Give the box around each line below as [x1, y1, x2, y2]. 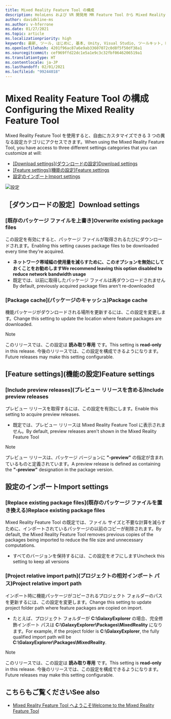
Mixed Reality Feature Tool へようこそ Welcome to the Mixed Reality [12, 702, 154, 708]
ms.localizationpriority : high [5, 36, 72, 41]
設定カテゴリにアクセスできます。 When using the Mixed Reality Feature [14, 138, 164, 145]
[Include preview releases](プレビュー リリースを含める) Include [5, 386, 164, 393]
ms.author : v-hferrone [5, 21, 53, 27]
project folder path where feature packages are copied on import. [5, 605, 143, 611]
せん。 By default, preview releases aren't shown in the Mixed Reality [12, 428, 157, 434]
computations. [5, 542, 36, 548]
